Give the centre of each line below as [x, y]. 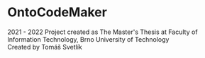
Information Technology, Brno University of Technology [88, 39]
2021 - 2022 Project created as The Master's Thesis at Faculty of [102, 32]
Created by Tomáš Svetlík [45, 47]
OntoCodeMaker [57, 12]
